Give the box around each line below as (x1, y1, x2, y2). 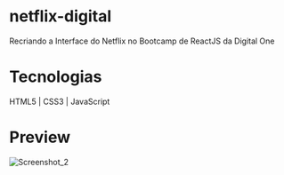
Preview (9, 127, 71, 147)
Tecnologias (9, 67, 102, 87)
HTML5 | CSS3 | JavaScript (9, 96, 110, 107)
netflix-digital (9, 6, 112, 27)
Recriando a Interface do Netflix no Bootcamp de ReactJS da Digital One (9, 36, 275, 46)
